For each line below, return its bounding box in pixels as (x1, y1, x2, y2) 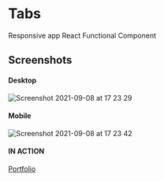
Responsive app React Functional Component (8, 31, 156, 40)
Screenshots (8, 54, 73, 67)
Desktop (8, 76, 37, 85)
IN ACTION (8, 146, 45, 156)
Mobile (8, 111, 32, 120)
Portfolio (8, 164, 36, 173)
